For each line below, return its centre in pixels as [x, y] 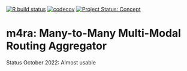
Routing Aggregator [56, 46]
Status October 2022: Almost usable [51, 62]
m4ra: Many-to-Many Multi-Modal [94, 33]
